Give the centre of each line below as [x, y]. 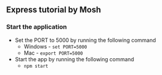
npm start [36, 66]
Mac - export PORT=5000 [53, 53]
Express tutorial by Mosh [54, 10]
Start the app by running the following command [74, 59]
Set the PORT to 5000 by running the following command [85, 40]
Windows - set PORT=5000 [56, 46]
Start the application [36, 27]
